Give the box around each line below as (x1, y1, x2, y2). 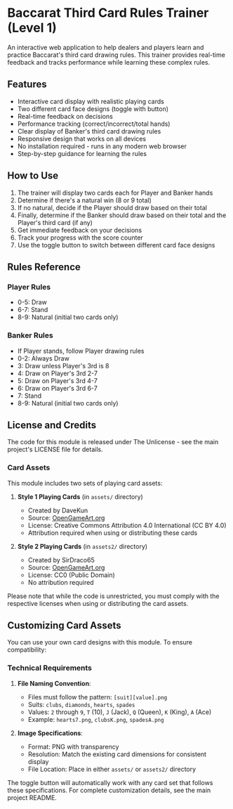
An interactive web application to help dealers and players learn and (7, 43, 204, 51)
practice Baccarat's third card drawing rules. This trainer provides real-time (7, 51, 226, 59)
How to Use (7, 170, 59, 182)
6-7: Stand (17, 306, 48, 314)
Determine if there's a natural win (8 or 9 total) (17, 195, 152, 205)
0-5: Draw (17, 298, 48, 306)
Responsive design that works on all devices (17, 134, 146, 143)
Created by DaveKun (27, 506, 88, 514)
